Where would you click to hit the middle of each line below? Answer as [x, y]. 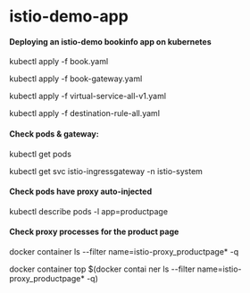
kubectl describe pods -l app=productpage [88, 211]
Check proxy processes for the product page [94, 232]
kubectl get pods [40, 154]
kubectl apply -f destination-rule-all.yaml [85, 113]
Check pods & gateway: [54, 134]
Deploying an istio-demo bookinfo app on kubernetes [110, 41]
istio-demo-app [69, 17]
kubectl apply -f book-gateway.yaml [76, 79]
